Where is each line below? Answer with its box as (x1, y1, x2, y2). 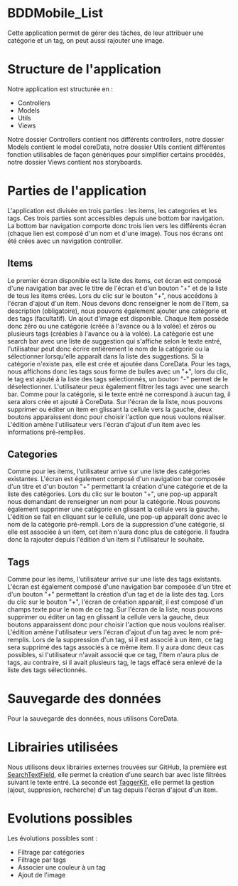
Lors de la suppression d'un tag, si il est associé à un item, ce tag (32, 636, 224, 644)
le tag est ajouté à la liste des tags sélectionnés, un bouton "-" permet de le (7, 374, 229, 383)
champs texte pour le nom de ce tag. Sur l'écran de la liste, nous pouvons (7, 605, 223, 614)
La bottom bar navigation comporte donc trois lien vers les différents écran (7, 221, 227, 230)
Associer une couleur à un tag (17, 863, 107, 872)
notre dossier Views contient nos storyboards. (7, 158, 143, 166)
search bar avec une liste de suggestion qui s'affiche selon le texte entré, (7, 336, 222, 345)
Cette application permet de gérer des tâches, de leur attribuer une (7, 29, 204, 37)
